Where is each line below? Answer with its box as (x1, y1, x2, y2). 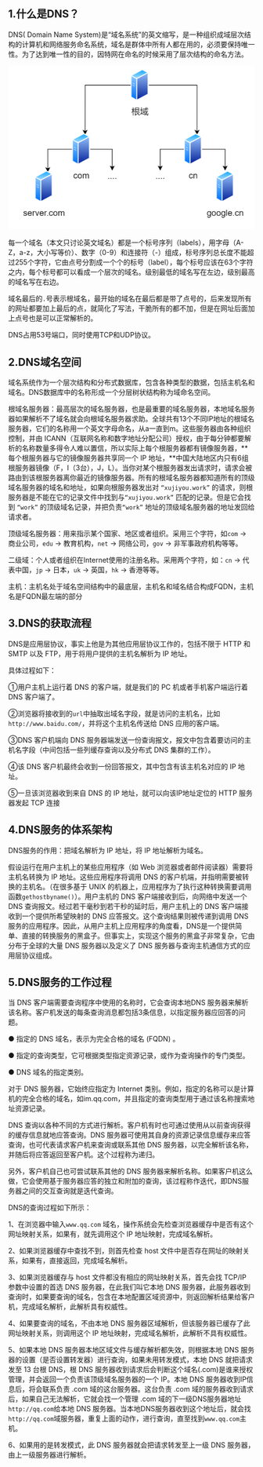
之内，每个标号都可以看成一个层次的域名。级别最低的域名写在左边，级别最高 (8, 268, 255, 277)
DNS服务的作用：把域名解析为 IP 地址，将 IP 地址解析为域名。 (8, 845, 207, 855)
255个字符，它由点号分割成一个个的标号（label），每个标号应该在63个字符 (14, 257, 254, 267)
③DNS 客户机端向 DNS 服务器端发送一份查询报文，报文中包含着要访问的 (8, 735, 245, 744)
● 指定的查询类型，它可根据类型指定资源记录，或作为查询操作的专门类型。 (8, 1051, 250, 1060)
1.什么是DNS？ (8, 7, 80, 21)
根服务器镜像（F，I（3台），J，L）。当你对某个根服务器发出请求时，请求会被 (8, 462, 253, 473)
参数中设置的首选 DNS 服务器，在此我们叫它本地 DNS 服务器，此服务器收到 (8, 1283, 251, 1292)
